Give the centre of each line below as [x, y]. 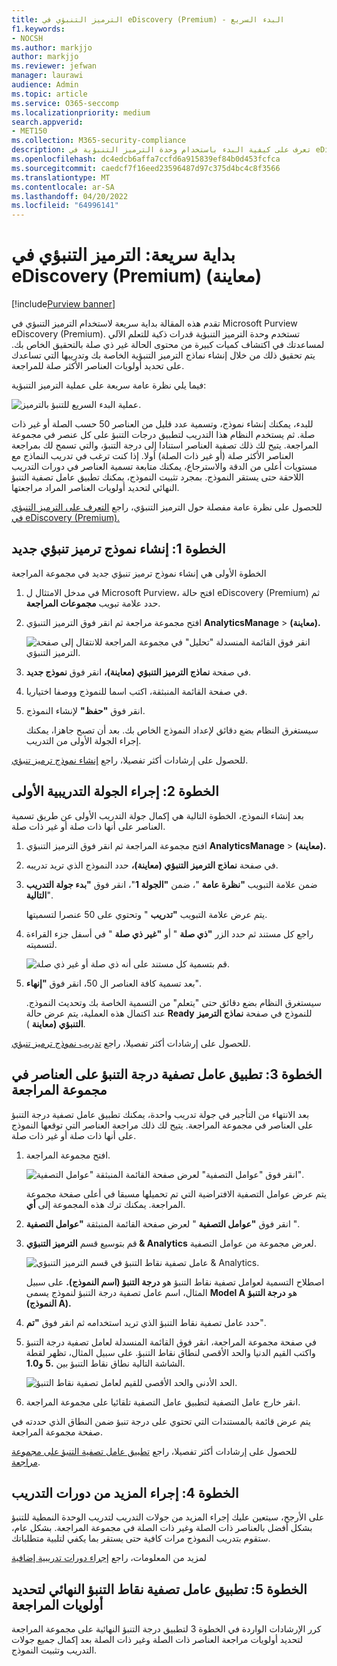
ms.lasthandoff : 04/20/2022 [70, 196]
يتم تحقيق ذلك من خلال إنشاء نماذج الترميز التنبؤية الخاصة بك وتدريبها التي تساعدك [163, 355]
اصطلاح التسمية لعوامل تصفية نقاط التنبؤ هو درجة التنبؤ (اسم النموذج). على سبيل [175, 1282]
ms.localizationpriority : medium [81, 112]
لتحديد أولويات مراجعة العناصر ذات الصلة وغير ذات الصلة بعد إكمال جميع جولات [157, 1640]
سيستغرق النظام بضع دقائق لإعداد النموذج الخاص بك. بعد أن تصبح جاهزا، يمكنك [172, 730]
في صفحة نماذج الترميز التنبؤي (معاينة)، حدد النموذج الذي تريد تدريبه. [152, 865]
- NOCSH [27, 38]
